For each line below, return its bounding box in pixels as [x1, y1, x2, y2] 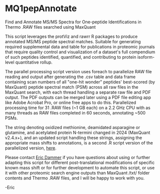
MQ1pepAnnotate [5, 3, 77, 14]
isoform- [137, 54, 155, 60]
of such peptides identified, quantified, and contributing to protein [5, 54, 136, 60]
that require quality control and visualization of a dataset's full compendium [5, 49, 156, 55]
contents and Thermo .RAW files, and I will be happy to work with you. [5, 175, 145, 181]
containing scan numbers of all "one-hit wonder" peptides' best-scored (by [5, 79, 156, 85]
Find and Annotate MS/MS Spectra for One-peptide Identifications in [5, 19, 142, 25]
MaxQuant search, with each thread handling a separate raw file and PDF [5, 89, 151, 95]
